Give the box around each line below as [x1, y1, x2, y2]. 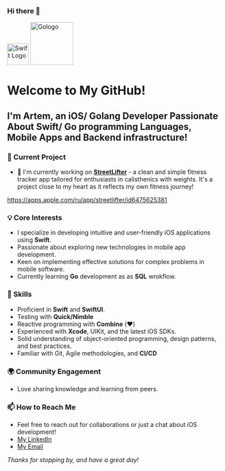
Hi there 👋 [7, 6, 41, 16]
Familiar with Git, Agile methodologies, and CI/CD [16, 349, 158, 357]
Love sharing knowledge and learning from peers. [16, 385, 158, 393]
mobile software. [16, 265, 65, 274]
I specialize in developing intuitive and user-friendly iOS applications [16, 228, 211, 237]
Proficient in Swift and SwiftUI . [16, 305, 105, 314]
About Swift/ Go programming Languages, [7, 120, 192, 133]
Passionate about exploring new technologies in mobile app [16, 243, 186, 252]
